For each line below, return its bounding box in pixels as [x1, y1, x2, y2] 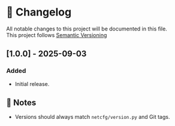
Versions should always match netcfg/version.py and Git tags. [14, 113, 170, 121]
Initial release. [14, 80, 50, 87]
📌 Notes [6, 98, 37, 108]
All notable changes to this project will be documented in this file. [6, 25, 168, 32]
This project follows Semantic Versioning [6, 31, 107, 38]
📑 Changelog [6, 5, 72, 19]
